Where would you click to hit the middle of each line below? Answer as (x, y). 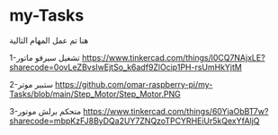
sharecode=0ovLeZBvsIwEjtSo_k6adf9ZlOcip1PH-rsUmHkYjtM (126, 67)
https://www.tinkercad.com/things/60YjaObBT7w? (176, 111)
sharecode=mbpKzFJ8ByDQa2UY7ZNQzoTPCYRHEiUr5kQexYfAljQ (135, 121)
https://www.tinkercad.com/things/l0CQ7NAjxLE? (174, 57)
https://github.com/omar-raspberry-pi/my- (134, 84)
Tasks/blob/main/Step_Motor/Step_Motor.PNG (95, 94)
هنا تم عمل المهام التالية (49, 40)
